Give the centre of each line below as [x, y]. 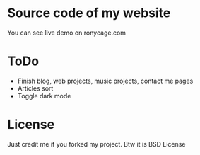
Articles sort [35, 88]
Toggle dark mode [44, 96]
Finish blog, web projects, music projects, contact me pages [105, 81]
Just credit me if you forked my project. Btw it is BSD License [96, 144]
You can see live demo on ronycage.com [66, 33]
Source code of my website [89, 13]
